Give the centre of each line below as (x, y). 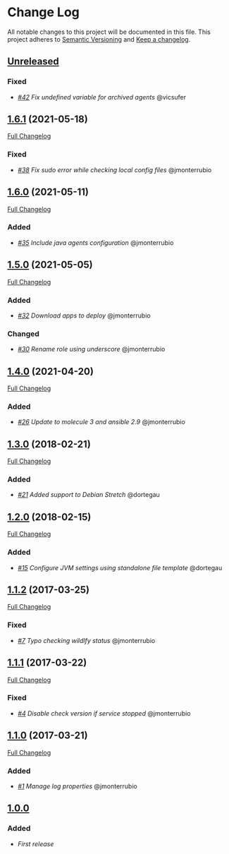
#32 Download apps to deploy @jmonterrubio (84, 315)
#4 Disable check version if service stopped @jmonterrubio (104, 713)
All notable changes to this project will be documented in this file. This (109, 32)
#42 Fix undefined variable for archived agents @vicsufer (102, 97)
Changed (24, 334)
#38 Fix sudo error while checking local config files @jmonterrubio (114, 169)
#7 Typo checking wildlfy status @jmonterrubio (86, 640)
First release (36, 843)
